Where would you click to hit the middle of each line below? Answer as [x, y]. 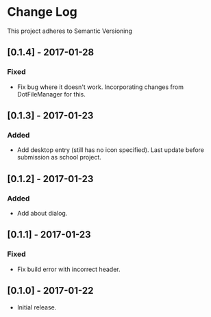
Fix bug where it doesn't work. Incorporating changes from [100, 87]
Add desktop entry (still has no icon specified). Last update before [110, 150]
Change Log [42, 12]
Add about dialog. [42, 213]
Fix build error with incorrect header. [69, 269]
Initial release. [37, 307]
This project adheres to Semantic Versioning [70, 31]
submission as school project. [59, 157]
